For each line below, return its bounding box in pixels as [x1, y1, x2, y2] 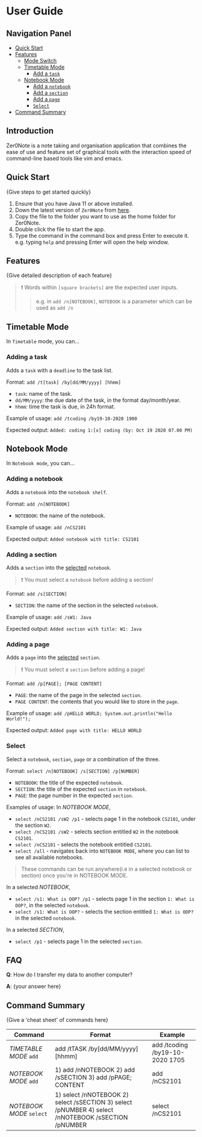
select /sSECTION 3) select [55, 1098, 132, 1107]
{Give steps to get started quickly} [6, 188, 91, 196]
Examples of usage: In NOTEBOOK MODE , [6, 803, 111, 811]
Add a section [32, 89, 69, 96]
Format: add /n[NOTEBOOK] [6, 500, 70, 508]
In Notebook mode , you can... [6, 460, 75, 467]
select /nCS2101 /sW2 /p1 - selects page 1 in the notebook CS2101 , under [14, 815, 196, 822]
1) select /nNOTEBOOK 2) [55, 1091, 129, 1099]
